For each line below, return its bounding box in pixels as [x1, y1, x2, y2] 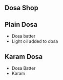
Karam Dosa [4, 52, 42, 61]
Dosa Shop [4, 4, 39, 12]
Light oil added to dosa [11, 38, 58, 44]
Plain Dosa [4, 20, 38, 29]
